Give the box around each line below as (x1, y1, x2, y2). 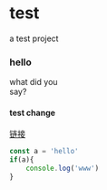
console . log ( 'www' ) (25, 164, 100, 174)
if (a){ (9, 155, 34, 164)
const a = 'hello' (9, 147, 79, 156)
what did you (9, 77, 58, 88)
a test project (9, 33, 59, 44)
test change (9, 107, 56, 118)
